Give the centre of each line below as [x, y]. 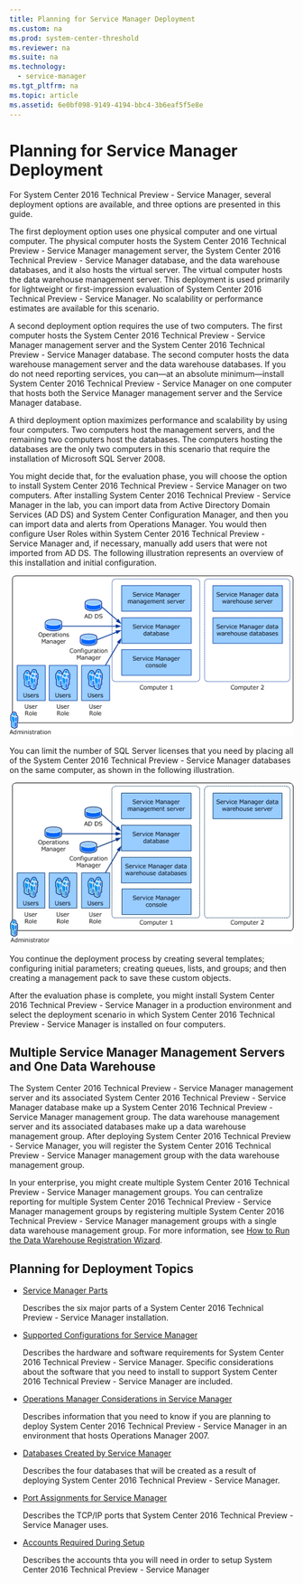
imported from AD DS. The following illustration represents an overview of [147, 553]
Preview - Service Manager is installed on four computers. [118, 1024]
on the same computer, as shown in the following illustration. [122, 770]
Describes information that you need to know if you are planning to [147, 1417]
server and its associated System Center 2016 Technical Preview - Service [148, 1098]
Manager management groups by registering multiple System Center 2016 [147, 1212]
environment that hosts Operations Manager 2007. [116, 1436]
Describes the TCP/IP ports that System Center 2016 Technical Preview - [158, 1515]
